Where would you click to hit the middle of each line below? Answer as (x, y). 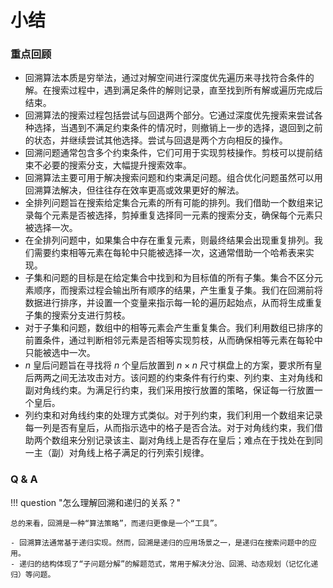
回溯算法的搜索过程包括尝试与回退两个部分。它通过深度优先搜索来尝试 (169, 115)
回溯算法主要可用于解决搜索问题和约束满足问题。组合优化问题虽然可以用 (173, 178)
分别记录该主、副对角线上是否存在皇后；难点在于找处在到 (196, 440)
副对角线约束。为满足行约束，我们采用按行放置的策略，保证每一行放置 (169, 390)
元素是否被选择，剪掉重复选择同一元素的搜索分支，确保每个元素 (183, 215)
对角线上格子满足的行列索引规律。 (139, 453)
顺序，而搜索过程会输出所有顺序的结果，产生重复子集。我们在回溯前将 (178, 290)
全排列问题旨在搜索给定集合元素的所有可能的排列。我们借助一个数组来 (169, 203)
